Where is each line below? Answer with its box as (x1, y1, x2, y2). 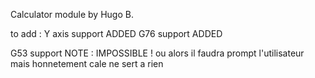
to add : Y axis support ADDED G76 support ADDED (10, 28, 223, 39)
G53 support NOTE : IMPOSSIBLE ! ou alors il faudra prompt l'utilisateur (10, 47, 305, 59)
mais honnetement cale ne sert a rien (10, 58, 164, 69)
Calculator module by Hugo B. (10, 9, 134, 20)
